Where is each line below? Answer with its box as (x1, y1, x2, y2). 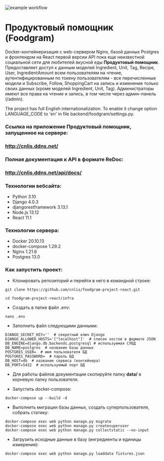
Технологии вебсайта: (5, 182, 62, 189)
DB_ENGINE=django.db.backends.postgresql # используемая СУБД (5, 341, 136, 346)
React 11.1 (12, 214, 32, 220)
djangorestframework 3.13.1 (12, 204, 68, 210)
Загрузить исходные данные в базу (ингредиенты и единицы (12, 436, 142, 442)
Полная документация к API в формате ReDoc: (5, 156, 123, 163)
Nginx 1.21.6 (12, 249, 37, 254)
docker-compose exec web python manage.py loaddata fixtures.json (5, 451, 145, 456)
